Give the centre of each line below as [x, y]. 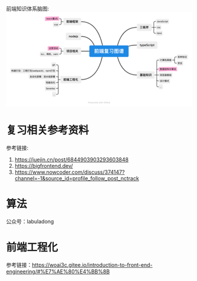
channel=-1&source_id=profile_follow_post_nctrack [77, 178]
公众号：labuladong [30, 221]
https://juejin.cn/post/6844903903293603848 [71, 159]
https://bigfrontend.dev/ [44, 166]
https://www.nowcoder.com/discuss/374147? [70, 172]
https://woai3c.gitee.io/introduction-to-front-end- [92, 265]
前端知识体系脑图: [28, 9]
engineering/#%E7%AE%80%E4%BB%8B [58, 271]
